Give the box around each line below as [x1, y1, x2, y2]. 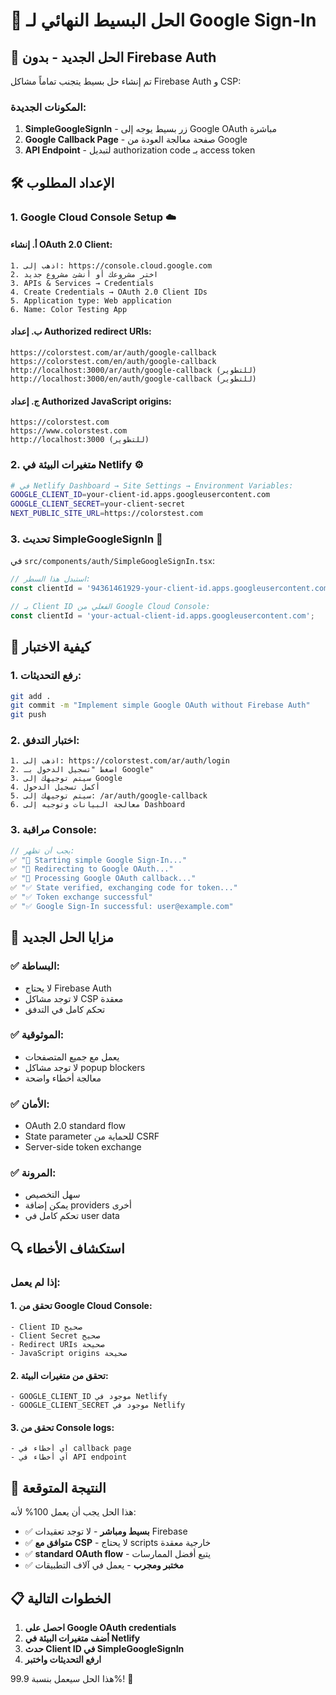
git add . [10, 691, 52, 701]
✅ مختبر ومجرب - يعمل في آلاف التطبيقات [24, 1559, 184, 1571]
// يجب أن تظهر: [10, 845, 75, 856]
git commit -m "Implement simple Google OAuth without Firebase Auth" [10, 700, 311, 711]
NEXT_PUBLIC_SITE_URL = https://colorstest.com [10, 509, 203, 519]
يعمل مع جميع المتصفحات [24, 1050, 120, 1063]
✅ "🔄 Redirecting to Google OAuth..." [10, 864, 174, 874]
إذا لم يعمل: [10, 1275, 61, 1289]
